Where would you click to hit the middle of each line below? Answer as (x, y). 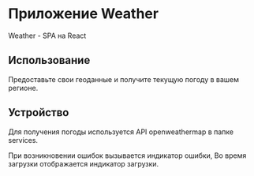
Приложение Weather (84, 14)
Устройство (39, 112)
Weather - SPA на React (47, 36)
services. (23, 140)
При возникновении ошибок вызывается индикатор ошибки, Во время (127, 155)
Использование (49, 60)
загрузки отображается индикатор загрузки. (84, 163)
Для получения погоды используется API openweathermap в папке (121, 132)
